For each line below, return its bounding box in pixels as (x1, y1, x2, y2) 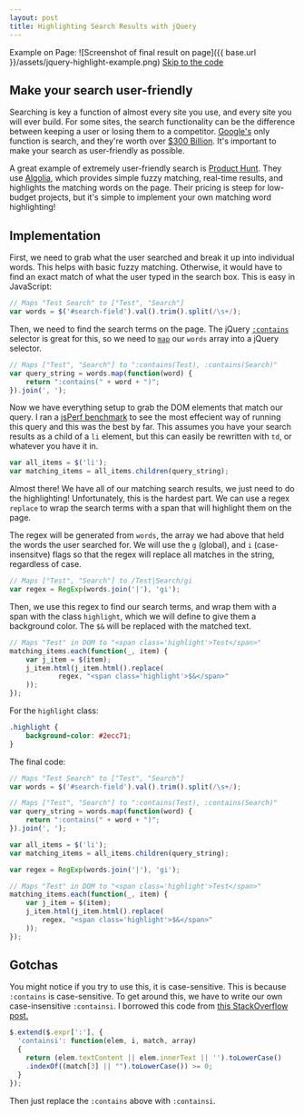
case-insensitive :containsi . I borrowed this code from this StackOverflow (9, 1001, 289, 1011)
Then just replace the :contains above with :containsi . (9, 1095, 216, 1106)
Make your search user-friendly (9, 83, 193, 98)
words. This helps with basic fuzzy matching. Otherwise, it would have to (9, 262, 283, 273)
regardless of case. (9, 559, 82, 570)
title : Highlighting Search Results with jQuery (9, 22, 197, 31)
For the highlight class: (9, 705, 99, 716)
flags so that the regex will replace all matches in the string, (52, 549, 275, 560)
